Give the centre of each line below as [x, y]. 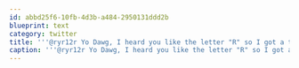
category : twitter [43, 34]
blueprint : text [39, 26]
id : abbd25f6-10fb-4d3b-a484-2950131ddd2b [89, 17]
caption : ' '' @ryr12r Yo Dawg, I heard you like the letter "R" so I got [147, 50]
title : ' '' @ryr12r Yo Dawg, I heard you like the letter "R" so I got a [147, 42]
